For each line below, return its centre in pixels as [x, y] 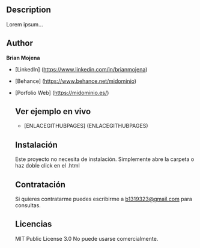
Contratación [40, 185]
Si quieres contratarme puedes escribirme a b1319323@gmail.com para [103, 199]
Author [20, 44]
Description [29, 10]
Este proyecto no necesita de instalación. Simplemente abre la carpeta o [105, 159]
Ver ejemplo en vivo [53, 111]
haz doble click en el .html [47, 166]
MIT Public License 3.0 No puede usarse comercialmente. [86, 238]
